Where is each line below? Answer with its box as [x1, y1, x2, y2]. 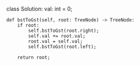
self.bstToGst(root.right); [28, 28, 99, 34]
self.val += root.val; [28, 33, 86, 39]
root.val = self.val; [28, 38, 83, 45]
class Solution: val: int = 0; [6, 5, 73, 12]
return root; [17, 54, 51, 61]
